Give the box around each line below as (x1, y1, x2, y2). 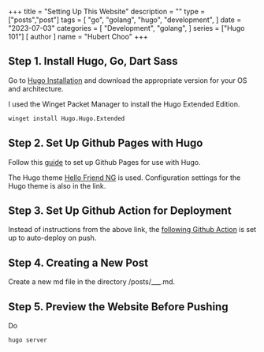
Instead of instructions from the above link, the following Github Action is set (8, 225, 257, 234)
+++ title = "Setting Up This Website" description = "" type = (8, 7, 206, 16)
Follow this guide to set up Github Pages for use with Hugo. (8, 157, 201, 167)
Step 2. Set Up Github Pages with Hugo (8, 137, 203, 150)
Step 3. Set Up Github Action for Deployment (8, 204, 232, 217)
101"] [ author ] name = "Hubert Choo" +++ (8, 32, 148, 41)
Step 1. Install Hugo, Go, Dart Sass (8, 54, 179, 68)
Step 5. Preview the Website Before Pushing (8, 300, 229, 313)
